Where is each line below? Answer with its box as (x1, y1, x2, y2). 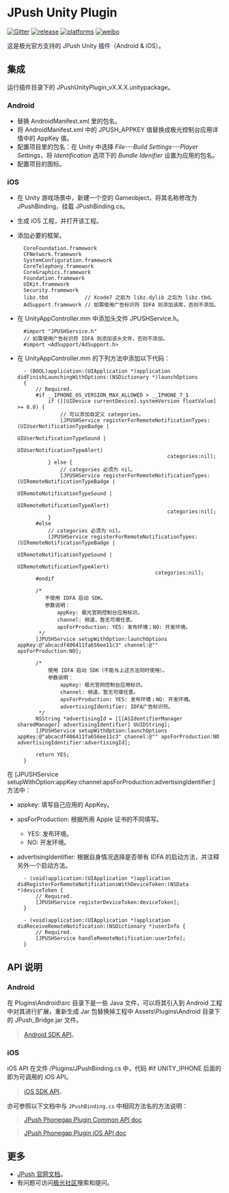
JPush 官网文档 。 (16, 1170, 67, 1179)
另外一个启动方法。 (16, 862, 72, 870)
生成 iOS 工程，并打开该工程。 (16, 217, 103, 225)
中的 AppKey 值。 (23, 134, 73, 142)
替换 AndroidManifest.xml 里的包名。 (16, 117, 121, 125)
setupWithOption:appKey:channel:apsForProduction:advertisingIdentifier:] (7, 778, 215, 786)
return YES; (35, 751, 70, 758)
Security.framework (23, 287, 79, 294)
